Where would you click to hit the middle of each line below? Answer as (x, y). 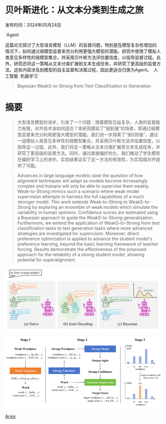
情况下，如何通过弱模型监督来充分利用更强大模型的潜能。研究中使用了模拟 (81, 51)
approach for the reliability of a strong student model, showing (81, 254)
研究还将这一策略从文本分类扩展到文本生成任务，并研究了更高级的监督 (85, 63)
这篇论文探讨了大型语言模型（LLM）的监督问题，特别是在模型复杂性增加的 (81, 45)
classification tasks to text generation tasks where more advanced (85, 228)
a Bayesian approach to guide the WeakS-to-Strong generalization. (85, 217)
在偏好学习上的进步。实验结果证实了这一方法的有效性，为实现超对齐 (86, 159)
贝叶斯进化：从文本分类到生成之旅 (75, 10)
